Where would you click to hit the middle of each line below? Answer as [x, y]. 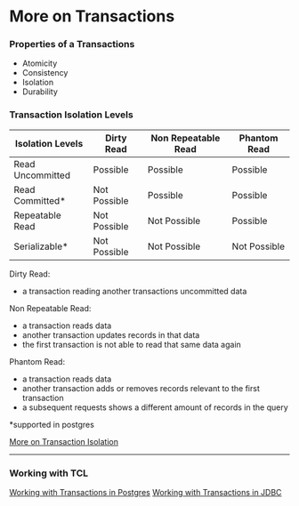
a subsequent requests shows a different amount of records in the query [155, 407]
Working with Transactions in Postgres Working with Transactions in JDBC [145, 493]
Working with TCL [49, 473]
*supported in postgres [52, 424]
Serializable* [41, 246]
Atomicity [40, 63]
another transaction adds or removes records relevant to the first [141, 388]
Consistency [45, 73]
